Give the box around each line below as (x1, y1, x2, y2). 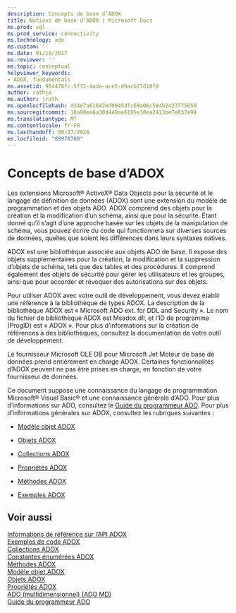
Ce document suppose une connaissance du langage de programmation (7, 386, 218, 395)
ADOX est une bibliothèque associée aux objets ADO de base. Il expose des (7, 248, 228, 256)
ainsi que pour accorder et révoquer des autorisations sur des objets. (7, 278, 209, 286)
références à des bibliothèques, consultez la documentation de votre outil (7, 329, 221, 338)
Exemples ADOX (17, 491, 66, 499)
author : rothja (7, 89, 52, 96)
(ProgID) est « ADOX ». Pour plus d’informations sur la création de (7, 321, 199, 330)
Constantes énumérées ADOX (7, 552, 94, 561)
